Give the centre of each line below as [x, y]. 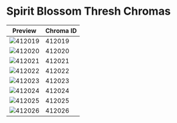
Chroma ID [61, 31]
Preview [24, 31]
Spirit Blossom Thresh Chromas [88, 11]
